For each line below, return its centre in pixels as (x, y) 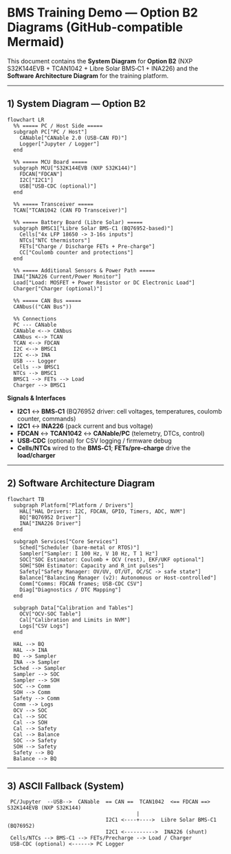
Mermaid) (36, 42)
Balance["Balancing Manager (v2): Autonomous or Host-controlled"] (118, 578)
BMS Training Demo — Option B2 (102, 13)
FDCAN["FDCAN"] (41, 174)
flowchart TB (26, 499)
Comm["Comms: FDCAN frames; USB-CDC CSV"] (81, 584)
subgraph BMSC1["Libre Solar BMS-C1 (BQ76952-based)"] (93, 228)
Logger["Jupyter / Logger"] (59, 144)
